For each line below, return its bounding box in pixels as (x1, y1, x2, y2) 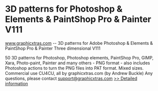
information (5, 80, 28, 86)
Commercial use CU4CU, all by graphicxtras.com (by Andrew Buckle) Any (5, 70, 153, 76)
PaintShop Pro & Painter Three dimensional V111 (5, 45, 101, 51)
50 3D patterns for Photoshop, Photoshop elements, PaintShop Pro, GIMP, (5, 55, 154, 60)
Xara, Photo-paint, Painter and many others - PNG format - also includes (5, 60, 150, 66)
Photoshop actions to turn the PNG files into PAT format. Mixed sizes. (5, 65, 144, 71)
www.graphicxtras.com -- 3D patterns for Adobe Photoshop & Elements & (5, 40, 153, 46)
